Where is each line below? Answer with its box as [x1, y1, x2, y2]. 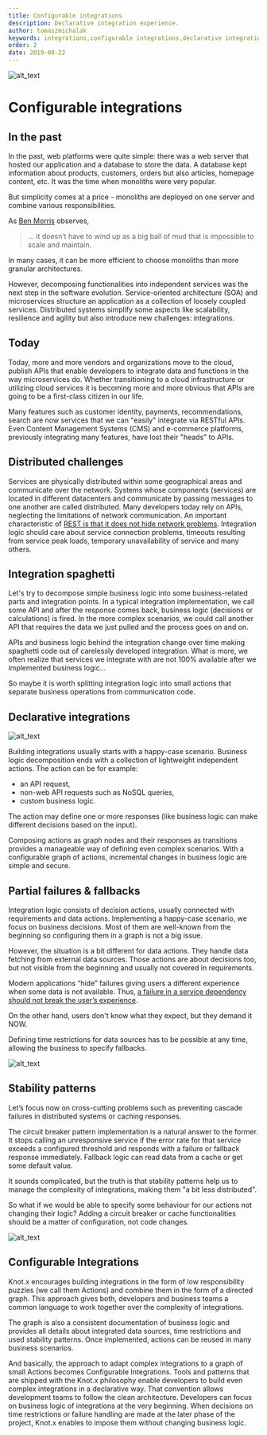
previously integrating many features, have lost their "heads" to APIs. [8, 432, 234, 442]
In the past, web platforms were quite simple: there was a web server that [8, 151, 249, 160]
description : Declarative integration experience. [8, 19, 180, 27]
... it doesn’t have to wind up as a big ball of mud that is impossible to [27, 232, 254, 241]
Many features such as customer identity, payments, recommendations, [8, 407, 244, 416]
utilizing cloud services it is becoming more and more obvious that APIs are [8, 383, 255, 392]
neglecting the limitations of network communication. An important [8, 510, 227, 520]
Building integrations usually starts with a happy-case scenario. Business [8, 747, 248, 757]
